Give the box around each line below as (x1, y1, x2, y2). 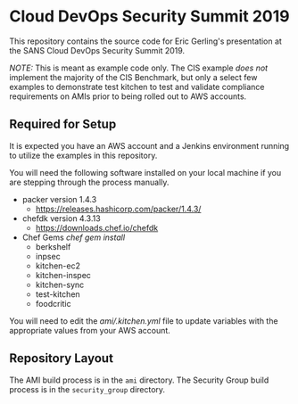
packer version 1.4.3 (21, 194, 97, 204)
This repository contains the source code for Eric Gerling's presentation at (9, 36, 283, 46)
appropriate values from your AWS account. (9, 325, 171, 335)
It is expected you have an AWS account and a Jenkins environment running (9, 140, 290, 151)
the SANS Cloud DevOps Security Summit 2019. (9, 45, 186, 55)
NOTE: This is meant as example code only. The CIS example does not (9, 62, 269, 73)
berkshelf (35, 241, 71, 251)
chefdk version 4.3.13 (21, 212, 101, 224)
